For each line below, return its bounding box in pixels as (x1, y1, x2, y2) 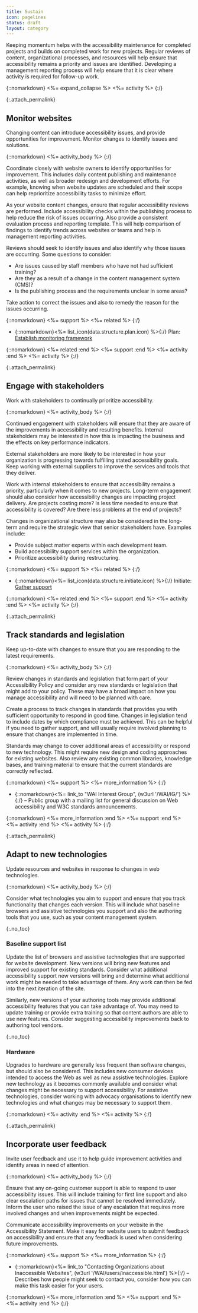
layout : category (6, 25, 49, 31)
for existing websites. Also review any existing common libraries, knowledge (6, 754, 192, 762)
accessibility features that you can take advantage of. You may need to (6, 1003, 179, 1010)
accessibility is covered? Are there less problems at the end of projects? (6, 506, 182, 513)
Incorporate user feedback (6, 1139, 107, 1149)
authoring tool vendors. (6, 1022, 63, 1029)
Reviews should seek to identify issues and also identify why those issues (6, 245, 186, 252)
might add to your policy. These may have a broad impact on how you (6, 687, 176, 694)
